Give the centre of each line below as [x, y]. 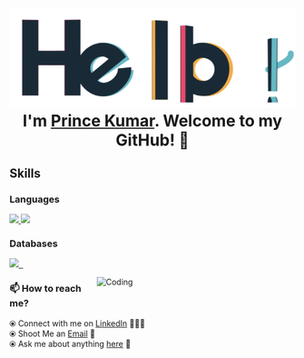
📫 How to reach [45, 289]
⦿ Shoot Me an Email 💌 [52, 333]
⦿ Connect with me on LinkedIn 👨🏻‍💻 [77, 323]
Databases [34, 244]
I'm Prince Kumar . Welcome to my [152, 120]
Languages [35, 199]
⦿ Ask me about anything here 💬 [70, 343]
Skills [25, 173]
